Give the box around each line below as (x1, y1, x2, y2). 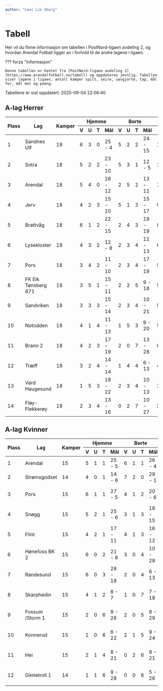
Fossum (25, 609, 43, 615)
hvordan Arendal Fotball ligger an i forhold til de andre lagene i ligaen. (5, 49, 144, 55)
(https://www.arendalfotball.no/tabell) (5, 73, 88, 77)
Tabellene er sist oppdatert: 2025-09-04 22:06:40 (5, 90, 106, 96)
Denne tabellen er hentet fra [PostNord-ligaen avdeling (5, 68, 123, 73)
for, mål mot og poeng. (5, 81, 53, 86)
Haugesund (25, 385, 52, 392)
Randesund (25, 571, 51, 578)
